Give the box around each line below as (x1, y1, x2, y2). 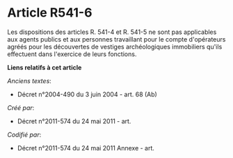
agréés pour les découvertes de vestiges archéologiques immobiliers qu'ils (7, 42, 223, 51)
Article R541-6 (7, 5, 93, 21)
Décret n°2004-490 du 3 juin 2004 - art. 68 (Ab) (17, 90, 158, 98)
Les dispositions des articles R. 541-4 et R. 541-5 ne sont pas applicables (7, 28, 217, 36)
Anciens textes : (7, 76, 52, 85)
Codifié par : (7, 130, 42, 139)
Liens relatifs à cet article (7, 63, 82, 71)
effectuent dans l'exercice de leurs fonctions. (7, 50, 137, 58)
